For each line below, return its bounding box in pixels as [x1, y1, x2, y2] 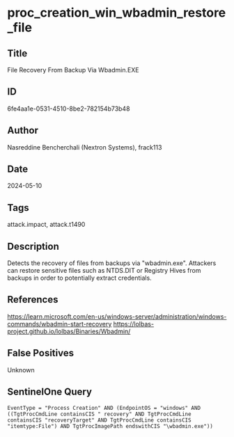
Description [7, 240, 59, 252]
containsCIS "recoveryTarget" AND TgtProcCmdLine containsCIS [7, 416, 192, 424]
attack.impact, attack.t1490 [7, 221, 86, 229]
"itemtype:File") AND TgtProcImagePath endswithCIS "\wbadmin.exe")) [7, 422, 214, 429]
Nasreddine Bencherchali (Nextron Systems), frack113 [7, 143, 162, 151]
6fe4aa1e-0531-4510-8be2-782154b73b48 [7, 104, 130, 113]
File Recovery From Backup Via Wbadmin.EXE [7, 66, 139, 74]
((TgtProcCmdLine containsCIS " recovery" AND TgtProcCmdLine [7, 411, 192, 418]
